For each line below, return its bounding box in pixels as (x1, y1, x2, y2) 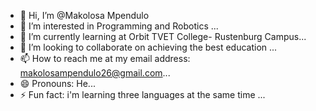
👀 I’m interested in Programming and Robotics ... (19, 20, 219, 32)
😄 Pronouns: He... (19, 78, 96, 89)
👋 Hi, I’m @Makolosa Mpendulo (19, 10, 150, 21)
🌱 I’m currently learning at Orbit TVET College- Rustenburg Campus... (19, 31, 307, 42)
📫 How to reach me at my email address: (19, 53, 191, 64)
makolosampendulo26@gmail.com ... (19, 67, 171, 79)
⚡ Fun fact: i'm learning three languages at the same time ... (19, 89, 266, 100)
